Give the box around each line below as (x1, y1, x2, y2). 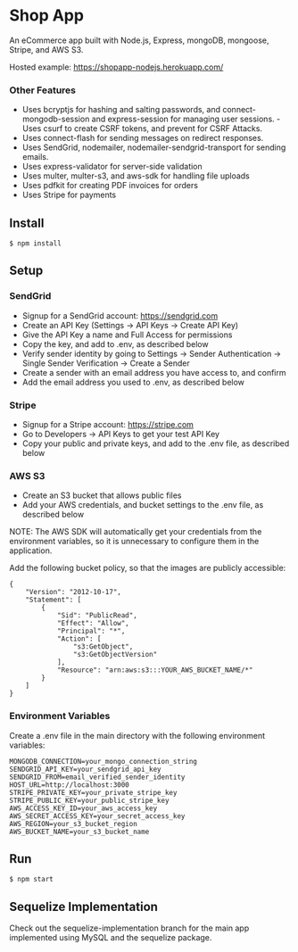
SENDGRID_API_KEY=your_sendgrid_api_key (9, 765, 162, 774)
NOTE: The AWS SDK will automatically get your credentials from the (9, 526, 262, 537)
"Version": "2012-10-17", (25, 588, 122, 597)
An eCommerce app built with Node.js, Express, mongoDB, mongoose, (9, 35, 269, 46)
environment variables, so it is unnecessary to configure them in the (9, 536, 260, 547)
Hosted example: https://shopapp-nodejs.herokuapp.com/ (9, 62, 224, 72)
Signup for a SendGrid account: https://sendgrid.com (21, 310, 219, 321)
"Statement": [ (25, 595, 82, 605)
